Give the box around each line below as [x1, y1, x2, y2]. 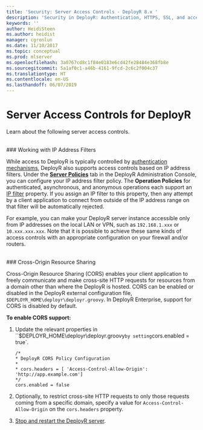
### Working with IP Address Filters [6, 146, 96, 153]
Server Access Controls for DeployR [6, 108, 192, 122]
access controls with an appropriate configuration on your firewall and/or [6, 233, 188, 241]
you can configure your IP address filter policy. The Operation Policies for [6, 177, 191, 184]
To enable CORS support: [6, 314, 71, 321]
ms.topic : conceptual [6, 48, 61, 54]
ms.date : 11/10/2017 [6, 43, 59, 49]
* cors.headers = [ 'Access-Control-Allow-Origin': [14, 366, 148, 372]
